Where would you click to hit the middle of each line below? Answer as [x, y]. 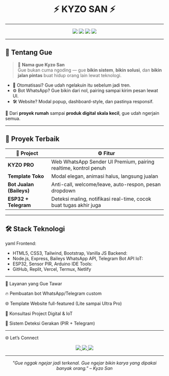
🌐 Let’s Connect [22, 338]
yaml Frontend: [21, 244]
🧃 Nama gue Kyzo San [41, 64]
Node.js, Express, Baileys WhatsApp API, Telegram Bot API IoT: [78, 259]
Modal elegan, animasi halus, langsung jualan [105, 176]
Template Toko [26, 176]
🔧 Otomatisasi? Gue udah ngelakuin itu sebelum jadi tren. [71, 85]
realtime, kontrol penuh [78, 168]
